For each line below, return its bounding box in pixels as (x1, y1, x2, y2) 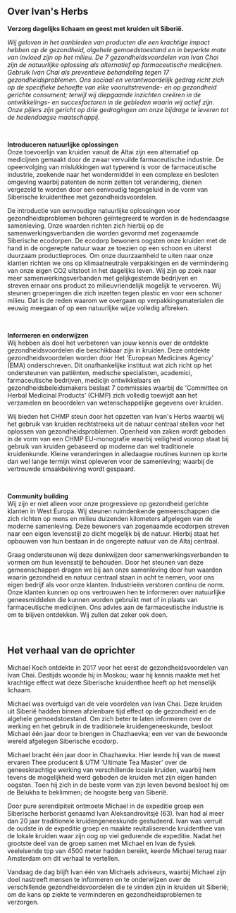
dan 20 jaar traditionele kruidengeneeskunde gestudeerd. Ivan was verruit (7, 816, 223, 825)
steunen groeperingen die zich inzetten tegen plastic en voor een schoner (7, 288, 222, 297)
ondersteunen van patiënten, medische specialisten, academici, (7, 368, 192, 376)
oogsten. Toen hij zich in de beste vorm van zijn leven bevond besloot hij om (7, 780, 229, 789)
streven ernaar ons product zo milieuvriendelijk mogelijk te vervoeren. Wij (7, 281, 221, 290)
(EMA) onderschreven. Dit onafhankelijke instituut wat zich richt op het (7, 361, 213, 369)
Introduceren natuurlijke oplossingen (7, 140, 118, 149)
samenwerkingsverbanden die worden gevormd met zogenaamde (7, 228, 199, 237)
